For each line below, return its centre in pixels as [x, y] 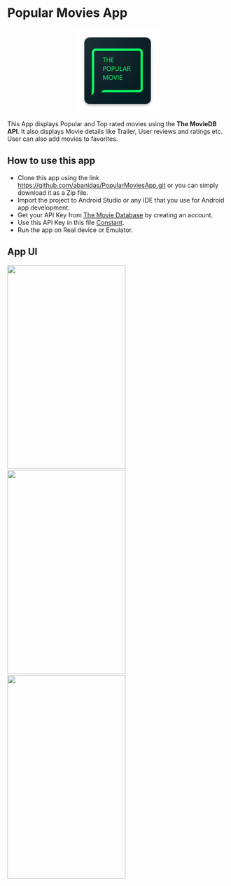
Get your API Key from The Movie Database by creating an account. [115, 214]
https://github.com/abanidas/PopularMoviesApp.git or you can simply [118, 185]
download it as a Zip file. [53, 192]
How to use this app [51, 161]
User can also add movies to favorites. [63, 139]
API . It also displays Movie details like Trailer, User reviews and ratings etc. [115, 131]
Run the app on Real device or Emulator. [75, 230]
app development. [43, 207]
